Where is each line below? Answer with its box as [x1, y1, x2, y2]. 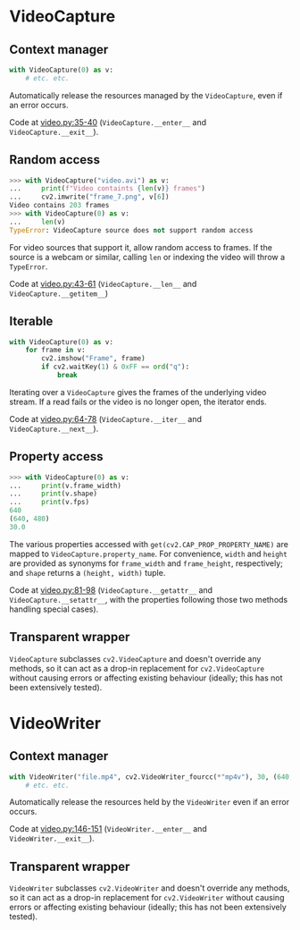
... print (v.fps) [9, 498, 90, 507]
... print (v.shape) [9, 489, 98, 498]
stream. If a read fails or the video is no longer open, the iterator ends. [9, 396, 267, 407]
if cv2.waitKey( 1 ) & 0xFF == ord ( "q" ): [41, 362, 190, 372]
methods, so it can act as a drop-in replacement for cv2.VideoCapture [9, 663, 265, 673]
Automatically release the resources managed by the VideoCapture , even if [9, 89, 283, 100]
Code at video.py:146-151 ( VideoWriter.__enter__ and [9, 824, 207, 834]
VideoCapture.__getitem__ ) [9, 288, 109, 299]
